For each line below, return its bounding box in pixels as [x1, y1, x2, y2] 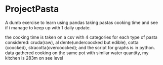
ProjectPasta [5, 3, 59, 15]
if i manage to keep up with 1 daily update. [5, 24, 91, 30]
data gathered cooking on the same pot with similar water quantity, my [5, 50, 149, 56]
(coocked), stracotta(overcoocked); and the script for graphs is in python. [5, 44, 155, 50]
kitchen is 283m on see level [5, 55, 63, 61]
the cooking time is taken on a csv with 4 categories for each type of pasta [5, 34, 158, 40]
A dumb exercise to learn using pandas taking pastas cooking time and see [5, 20, 158, 25]
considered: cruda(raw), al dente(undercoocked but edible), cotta [5, 39, 139, 45]
